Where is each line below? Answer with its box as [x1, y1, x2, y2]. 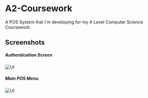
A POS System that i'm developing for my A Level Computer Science [5, 19, 144, 25]
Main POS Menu [5, 75, 39, 81]
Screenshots [5, 39, 45, 47]
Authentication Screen [5, 52, 52, 58]
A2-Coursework [5, 3, 73, 14]
